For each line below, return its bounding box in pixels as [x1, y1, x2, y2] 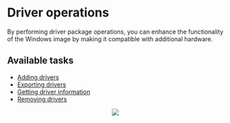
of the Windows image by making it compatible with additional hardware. [7, 34, 214, 43]
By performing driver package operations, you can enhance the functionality [7, 27, 224, 36]
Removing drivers [16, 95, 67, 103]
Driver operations [7, 5, 110, 21]
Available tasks [7, 55, 74, 67]
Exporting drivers [16, 80, 67, 89]
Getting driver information [16, 87, 91, 96]
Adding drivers [16, 73, 60, 81]
